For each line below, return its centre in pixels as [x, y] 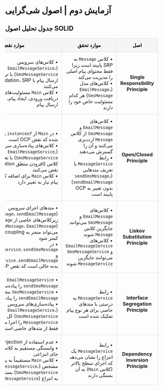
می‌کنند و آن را [98, 145]
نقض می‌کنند [45, 170]
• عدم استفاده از [41, 341]
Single [137, 77]
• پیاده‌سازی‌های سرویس [33, 304]
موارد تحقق [89, 45]
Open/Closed [137, 154]
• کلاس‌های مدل [96, 83]
